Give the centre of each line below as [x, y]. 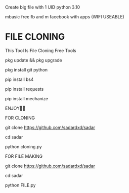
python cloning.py [23, 146]
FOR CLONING [20, 118]
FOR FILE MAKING [24, 156]
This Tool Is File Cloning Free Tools [41, 50]
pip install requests [24, 89]
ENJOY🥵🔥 [15, 108]
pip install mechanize [27, 98]
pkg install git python [26, 69]
